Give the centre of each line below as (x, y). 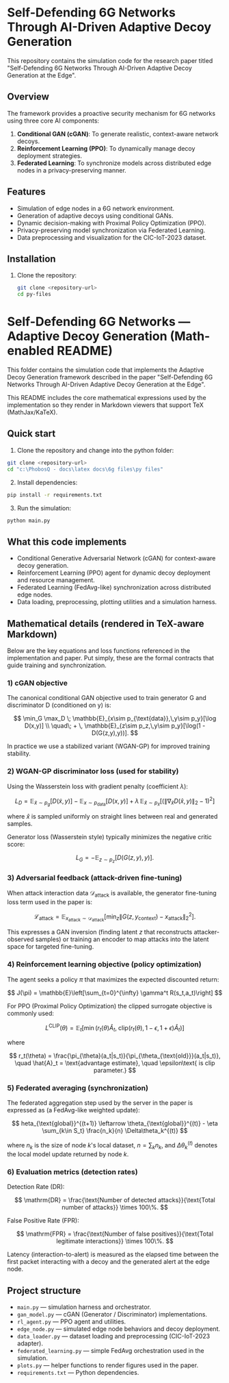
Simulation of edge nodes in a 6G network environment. (96, 208)
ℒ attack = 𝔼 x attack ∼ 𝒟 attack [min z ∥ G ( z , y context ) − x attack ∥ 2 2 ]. (115, 917)
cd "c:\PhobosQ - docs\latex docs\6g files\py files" (85, 469)
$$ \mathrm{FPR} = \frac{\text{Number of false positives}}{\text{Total (115, 1234)
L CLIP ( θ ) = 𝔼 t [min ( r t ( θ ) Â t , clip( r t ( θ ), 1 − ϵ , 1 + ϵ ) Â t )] (115, 1028)
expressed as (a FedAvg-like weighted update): (73, 1110)
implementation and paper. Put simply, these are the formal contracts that (110, 658)
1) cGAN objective (38, 683)
